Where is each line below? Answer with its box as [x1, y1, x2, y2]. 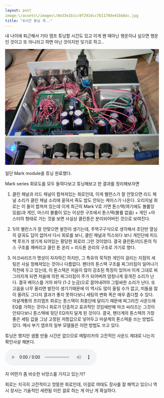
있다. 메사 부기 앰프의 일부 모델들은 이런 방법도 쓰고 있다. [12, 322, 121, 328]
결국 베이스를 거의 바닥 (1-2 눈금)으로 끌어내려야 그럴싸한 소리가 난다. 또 [19, 279, 155, 285]
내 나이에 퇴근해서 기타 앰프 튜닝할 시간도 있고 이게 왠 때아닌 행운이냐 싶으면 [5, 33, 150, 39]
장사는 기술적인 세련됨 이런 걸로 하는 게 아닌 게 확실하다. [10, 387, 117, 393]
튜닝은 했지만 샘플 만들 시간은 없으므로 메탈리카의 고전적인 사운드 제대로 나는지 [5, 332, 155, 338]
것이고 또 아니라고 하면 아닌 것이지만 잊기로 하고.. [10, 39, 104, 45]
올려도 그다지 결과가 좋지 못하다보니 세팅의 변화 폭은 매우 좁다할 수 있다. [17, 292, 154, 298]
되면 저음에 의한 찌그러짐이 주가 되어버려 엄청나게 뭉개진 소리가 [29, 273, 149, 279]
